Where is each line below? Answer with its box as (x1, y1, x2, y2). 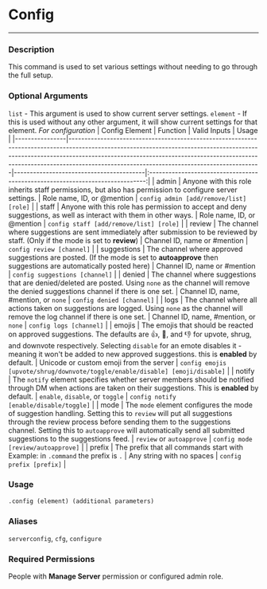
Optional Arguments (8, 90, 89, 101)
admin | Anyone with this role (156, 176, 252, 186)
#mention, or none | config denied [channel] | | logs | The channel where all (8, 295, 257, 304)
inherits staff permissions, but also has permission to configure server (8, 185, 238, 194)
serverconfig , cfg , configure (8, 534, 102, 544)
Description (8, 44, 55, 55)
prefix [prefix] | (8, 459, 66, 469)
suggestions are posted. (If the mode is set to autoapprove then (8, 253, 219, 262)
